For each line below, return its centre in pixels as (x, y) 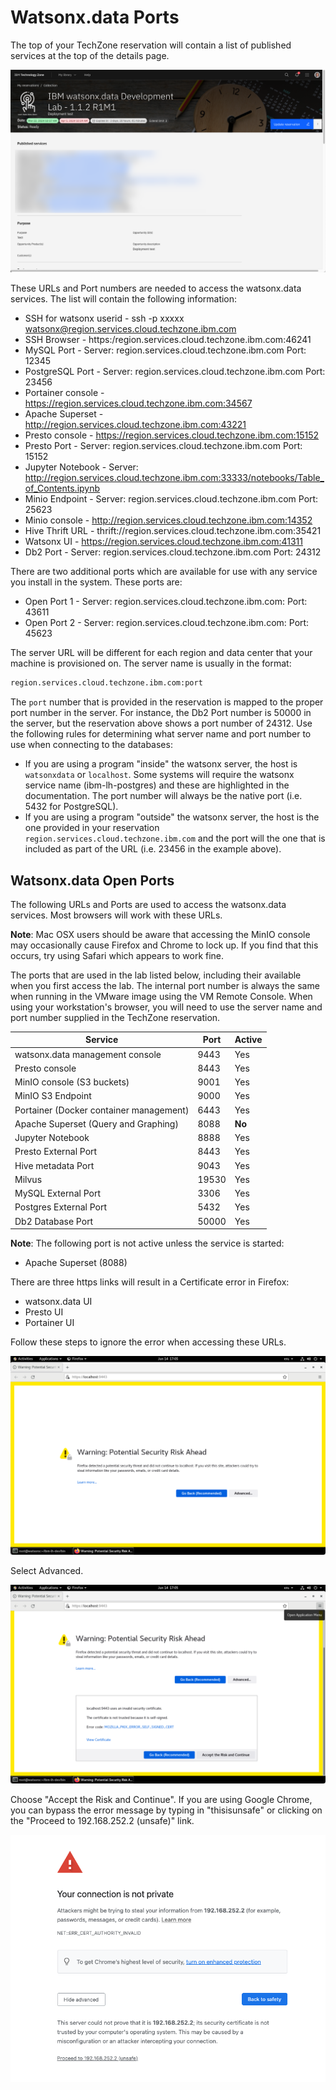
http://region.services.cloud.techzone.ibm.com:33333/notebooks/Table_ (174, 478)
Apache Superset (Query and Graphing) (96, 1123)
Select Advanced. (47, 1570)
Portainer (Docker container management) (102, 1110)
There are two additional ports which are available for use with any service (164, 572)
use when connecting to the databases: (91, 745)
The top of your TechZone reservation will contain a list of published (151, 45)
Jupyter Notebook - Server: (81, 467)
